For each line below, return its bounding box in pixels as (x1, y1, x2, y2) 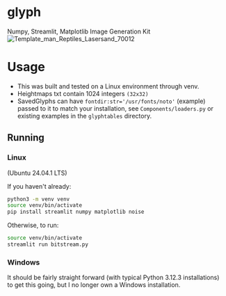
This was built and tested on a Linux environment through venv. (17, 81, 200, 91)
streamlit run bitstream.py (7, 241, 89, 248)
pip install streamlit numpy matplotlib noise (7, 208, 145, 216)
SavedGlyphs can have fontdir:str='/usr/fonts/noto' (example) (17, 97, 206, 105)
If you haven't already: (7, 182, 72, 190)
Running (7, 132, 45, 143)
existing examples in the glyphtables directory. (17, 111, 152, 120)
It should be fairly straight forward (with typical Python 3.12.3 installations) (7, 273, 220, 282)
